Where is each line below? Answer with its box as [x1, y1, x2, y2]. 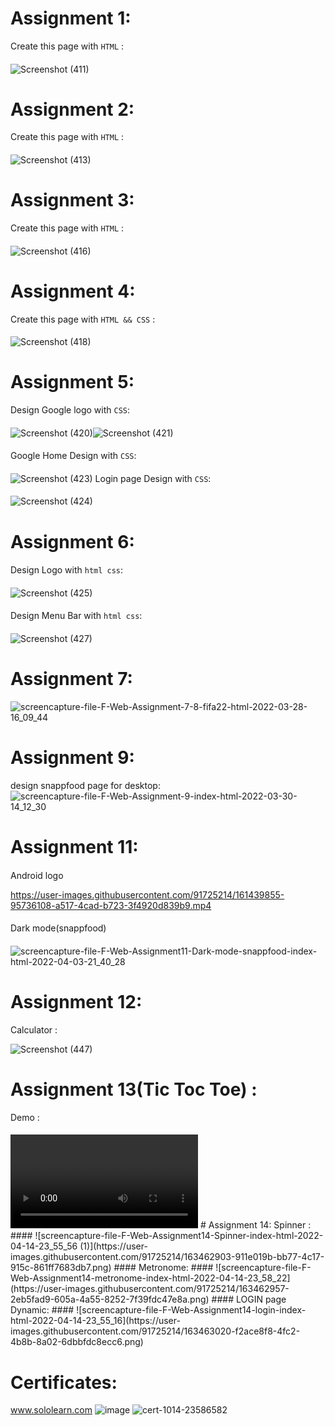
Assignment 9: [10, 747, 135, 769]
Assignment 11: [10, 836, 139, 859]
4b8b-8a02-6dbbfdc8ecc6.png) [10, 1336, 144, 1348]
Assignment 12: [10, 991, 143, 1014]
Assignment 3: [10, 189, 135, 212]
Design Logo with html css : [10, 564, 124, 576]
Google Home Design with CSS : [10, 450, 137, 462]
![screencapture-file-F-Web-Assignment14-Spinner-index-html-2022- [34, 1230, 324, 1242]
